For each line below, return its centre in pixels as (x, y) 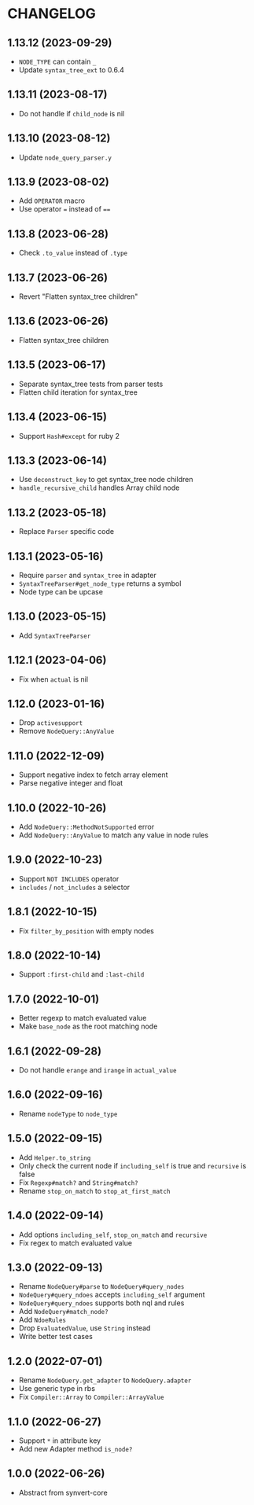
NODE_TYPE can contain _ (57, 61)
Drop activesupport (51, 723)
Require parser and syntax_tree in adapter (87, 575)
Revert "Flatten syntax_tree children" (78, 296)
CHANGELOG (52, 14)
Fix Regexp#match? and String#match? (78, 1182)
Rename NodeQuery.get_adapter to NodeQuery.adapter (105, 1380)
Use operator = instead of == (64, 209)
